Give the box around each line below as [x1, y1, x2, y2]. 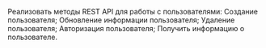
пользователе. [7, 32, 58, 42]
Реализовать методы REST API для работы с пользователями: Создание [7, 7, 258, 16]
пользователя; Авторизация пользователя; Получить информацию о [7, 24, 245, 33]
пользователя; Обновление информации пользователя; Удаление [7, 15, 235, 25]
